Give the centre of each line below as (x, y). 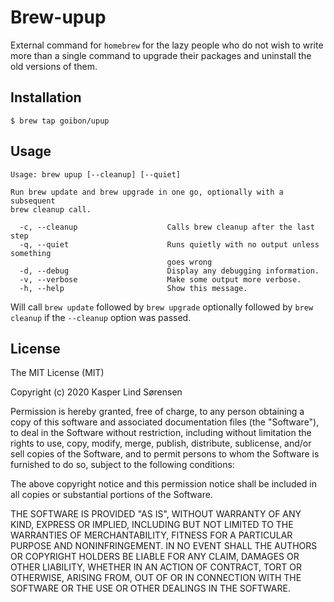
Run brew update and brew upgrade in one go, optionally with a (147, 192)
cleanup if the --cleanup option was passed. (101, 317)
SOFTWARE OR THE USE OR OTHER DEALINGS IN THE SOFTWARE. (150, 588)
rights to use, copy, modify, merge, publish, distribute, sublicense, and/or (161, 443)
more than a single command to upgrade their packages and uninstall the (161, 55)
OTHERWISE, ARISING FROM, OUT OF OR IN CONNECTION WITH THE (156, 578)
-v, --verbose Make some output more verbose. (160, 279)
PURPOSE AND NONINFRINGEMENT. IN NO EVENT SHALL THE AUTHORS (164, 546)
